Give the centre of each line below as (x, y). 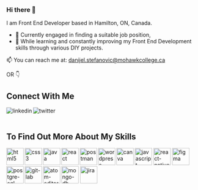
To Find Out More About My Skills (71, 137)
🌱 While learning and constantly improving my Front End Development (103, 42)
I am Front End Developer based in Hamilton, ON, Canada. (79, 23)
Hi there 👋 (21, 10)
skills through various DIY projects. (59, 48)
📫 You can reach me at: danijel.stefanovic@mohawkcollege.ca (86, 60)
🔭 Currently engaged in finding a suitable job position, (83, 35)
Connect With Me (40, 96)
